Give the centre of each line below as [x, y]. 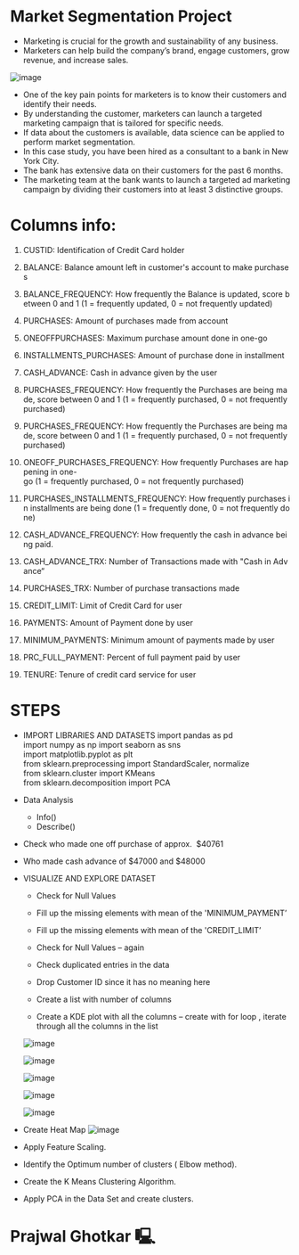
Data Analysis [48, 800]
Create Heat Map [54, 1129]
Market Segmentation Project [121, 16]
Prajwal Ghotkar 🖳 [83, 1236]
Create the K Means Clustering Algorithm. [99, 1181]
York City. [41, 160]
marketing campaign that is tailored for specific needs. [123, 123]
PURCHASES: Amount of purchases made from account [125, 320]
